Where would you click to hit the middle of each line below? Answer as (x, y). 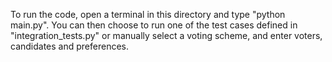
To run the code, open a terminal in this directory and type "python (148, 14)
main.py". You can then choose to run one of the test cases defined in (154, 25)
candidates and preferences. (69, 46)
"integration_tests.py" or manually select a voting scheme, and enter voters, (166, 35)
